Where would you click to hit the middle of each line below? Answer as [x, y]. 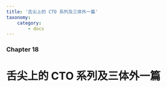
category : [30, 23]
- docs [36, 28]
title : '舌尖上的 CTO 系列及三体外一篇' [52, 12]
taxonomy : [19, 17]
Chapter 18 [23, 50]
